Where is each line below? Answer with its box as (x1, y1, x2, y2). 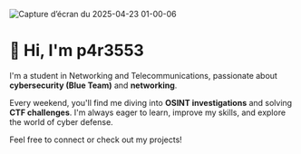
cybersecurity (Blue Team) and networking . (9, 80, 178, 91)
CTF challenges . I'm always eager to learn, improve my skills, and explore (9, 107, 286, 118)
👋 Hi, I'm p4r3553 (9, 41, 145, 61)
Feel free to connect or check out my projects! (9, 134, 183, 145)
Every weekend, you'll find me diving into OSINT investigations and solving (9, 97, 293, 108)
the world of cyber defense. (9, 116, 113, 127)
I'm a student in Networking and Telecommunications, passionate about (9, 70, 278, 81)
